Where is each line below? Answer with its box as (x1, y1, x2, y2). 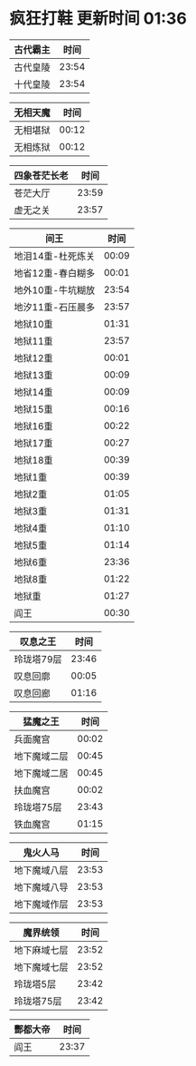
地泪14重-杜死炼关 (14, 249, 96, 262)
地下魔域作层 (14, 897, 70, 910)
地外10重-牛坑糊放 (14, 283, 96, 296)
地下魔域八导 (14, 881, 70, 894)
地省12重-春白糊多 (14, 267, 96, 279)
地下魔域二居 (14, 767, 70, 779)
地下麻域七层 (14, 944, 70, 956)
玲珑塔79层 (14, 652, 62, 665)
